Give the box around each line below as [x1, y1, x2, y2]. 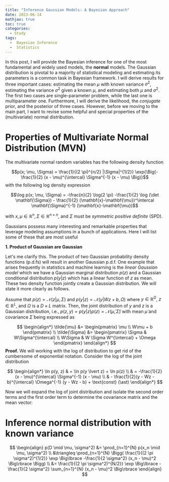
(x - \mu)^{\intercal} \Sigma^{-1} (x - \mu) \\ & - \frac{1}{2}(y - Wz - [15, 374, 155, 380]
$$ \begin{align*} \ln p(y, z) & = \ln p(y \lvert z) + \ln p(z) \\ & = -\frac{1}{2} [7, 368, 162, 374]
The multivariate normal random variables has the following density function [5, 159, 164, 165]
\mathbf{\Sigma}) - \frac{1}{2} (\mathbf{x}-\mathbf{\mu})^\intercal [15, 197, 154, 203]
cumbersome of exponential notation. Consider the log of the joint [5, 353, 142, 359]
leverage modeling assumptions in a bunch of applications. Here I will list [5, 228, 157, 234]
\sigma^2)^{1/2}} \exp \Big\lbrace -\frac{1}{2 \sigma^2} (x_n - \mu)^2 [13, 455, 156, 461]
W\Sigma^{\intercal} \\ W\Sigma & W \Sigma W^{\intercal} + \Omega [14, 334, 156, 340]
